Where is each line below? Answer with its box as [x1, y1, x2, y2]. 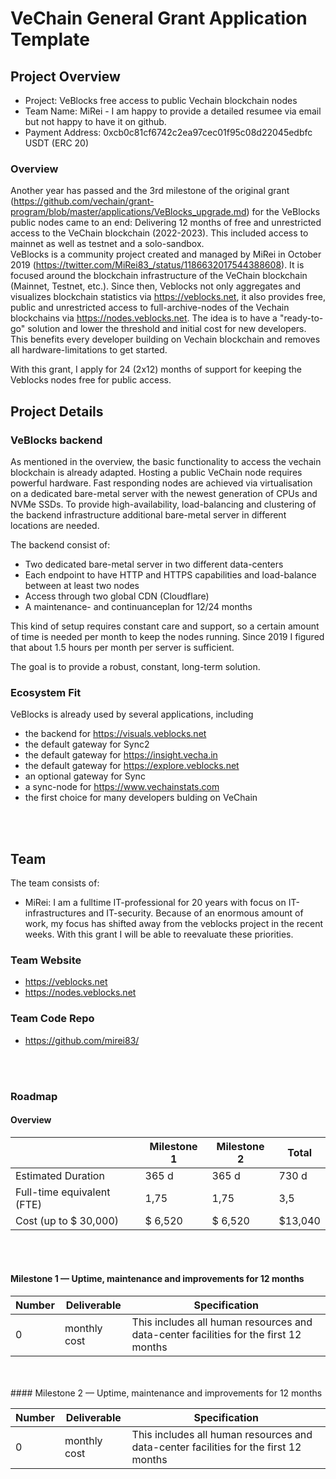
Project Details [10, 403, 104, 420]
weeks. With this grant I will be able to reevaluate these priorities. [24, 928, 294, 941]
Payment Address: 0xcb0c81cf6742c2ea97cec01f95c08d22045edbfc [24, 127, 313, 138]
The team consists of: [10, 877, 100, 889]
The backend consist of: [10, 538, 111, 551]
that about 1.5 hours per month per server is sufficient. [10, 641, 235, 653]
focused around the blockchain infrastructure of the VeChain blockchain [10, 270, 308, 282]
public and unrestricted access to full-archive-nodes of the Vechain [10, 302, 290, 314]
